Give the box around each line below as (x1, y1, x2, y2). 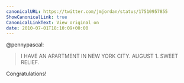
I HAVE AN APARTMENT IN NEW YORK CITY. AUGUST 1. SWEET (20, 52, 179, 59)
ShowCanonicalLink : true (6, 14, 67, 20)
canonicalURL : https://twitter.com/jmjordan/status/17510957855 (6, 8, 168, 15)
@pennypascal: (6, 41, 44, 48)
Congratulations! (6, 70, 47, 77)
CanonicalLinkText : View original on (6, 19, 99, 25)
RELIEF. (20, 59, 40, 66)
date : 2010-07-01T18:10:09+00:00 (6, 25, 89, 31)
